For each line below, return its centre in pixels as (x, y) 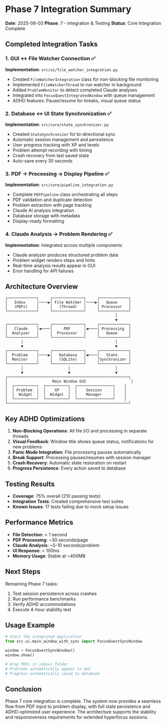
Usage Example (30, 625)
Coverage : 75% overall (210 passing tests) (56, 496)
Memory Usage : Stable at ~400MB (49, 556)
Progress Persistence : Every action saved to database (69, 468)
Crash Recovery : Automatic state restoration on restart (69, 463)
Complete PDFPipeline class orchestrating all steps (65, 195)
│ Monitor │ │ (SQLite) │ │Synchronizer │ (68, 360)
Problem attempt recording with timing (52, 150)
